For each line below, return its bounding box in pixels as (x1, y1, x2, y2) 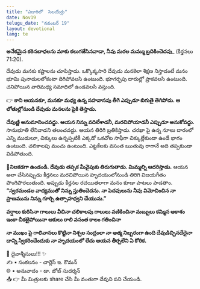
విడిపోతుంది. (6, 150, 34, 157)
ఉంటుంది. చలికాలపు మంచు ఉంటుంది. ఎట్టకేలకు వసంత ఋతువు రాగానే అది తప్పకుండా (6, 142, 193, 149)
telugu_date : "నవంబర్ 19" (6, 20, 70, 26)
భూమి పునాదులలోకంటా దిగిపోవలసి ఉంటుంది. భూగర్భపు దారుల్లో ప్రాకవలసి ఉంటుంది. (6, 75, 188, 82)
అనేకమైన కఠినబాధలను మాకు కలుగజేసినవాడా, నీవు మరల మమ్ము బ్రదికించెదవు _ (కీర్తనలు (6, 48, 193, 55)
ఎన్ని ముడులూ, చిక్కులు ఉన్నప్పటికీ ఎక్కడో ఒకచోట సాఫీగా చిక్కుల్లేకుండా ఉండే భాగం (6, 134, 183, 141)
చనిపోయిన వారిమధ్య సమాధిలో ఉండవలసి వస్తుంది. (6, 83, 116, 90)
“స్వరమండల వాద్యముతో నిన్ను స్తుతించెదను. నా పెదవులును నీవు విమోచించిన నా (6, 187, 176, 194)
